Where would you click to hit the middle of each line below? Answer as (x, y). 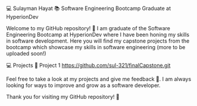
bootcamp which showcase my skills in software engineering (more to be (96, 47)
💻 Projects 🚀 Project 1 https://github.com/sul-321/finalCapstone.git (88, 65)
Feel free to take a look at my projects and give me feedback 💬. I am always (99, 79)
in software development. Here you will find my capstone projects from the (98, 41)
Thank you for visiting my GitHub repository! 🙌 (63, 97)
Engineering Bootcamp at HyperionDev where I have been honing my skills (98, 35)
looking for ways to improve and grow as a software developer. (83, 85)
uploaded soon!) (26, 53)
